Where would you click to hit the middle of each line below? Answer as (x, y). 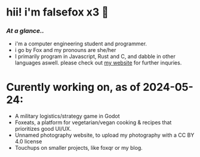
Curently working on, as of (73, 87)
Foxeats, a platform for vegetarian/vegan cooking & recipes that (93, 122)
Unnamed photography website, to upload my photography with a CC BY (104, 135)
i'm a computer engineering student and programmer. (81, 44)
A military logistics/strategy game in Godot (67, 116)
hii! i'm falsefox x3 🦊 (58, 12)
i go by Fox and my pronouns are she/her (65, 50)
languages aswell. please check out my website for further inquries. (98, 63)
